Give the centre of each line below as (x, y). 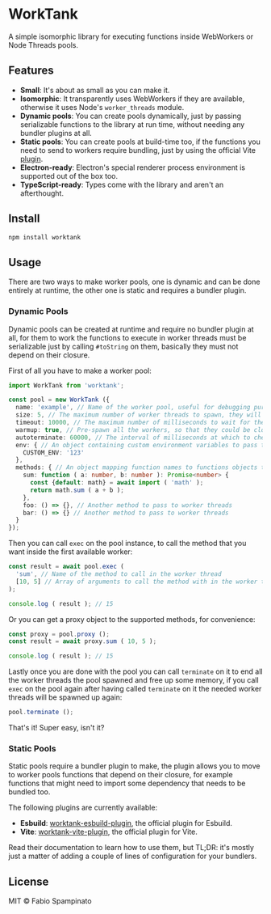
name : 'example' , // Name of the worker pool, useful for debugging (133, 408)
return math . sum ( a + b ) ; (77, 490)
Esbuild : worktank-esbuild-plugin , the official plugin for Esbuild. (126, 823)
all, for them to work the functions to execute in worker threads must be (127, 337)
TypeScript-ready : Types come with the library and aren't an (122, 184)
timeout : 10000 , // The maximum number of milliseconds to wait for (133, 423)
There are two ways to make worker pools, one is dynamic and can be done (134, 282)
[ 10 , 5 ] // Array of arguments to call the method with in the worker (137, 582)
